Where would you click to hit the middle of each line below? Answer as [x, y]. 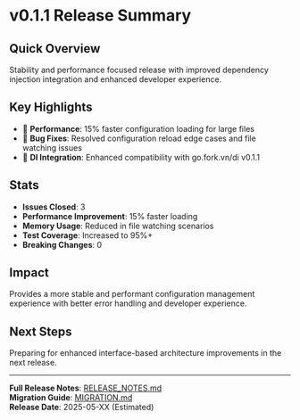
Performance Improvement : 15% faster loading [110, 216]
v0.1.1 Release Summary [100, 16]
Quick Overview [55, 49]
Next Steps [41, 331]
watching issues [52, 147]
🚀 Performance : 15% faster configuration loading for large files [138, 128]
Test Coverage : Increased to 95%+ [87, 235]
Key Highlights [51, 107]
